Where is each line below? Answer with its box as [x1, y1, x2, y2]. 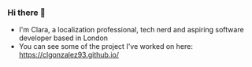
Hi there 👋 [7, 7, 46, 18]
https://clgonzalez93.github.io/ [18, 50, 120, 60]
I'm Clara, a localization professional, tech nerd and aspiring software [18, 25, 245, 35]
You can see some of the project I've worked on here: [18, 42, 194, 51]
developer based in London [18, 33, 108, 43]
